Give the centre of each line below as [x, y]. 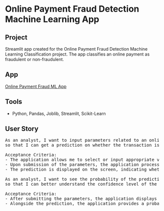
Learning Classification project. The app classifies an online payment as [77, 54]
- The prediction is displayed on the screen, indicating [76, 170]
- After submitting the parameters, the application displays [81, 199]
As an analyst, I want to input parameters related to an [76, 140]
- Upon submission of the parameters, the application [72, 165]
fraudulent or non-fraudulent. [35, 59]
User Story [22, 129]
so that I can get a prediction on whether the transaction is [82, 145]
